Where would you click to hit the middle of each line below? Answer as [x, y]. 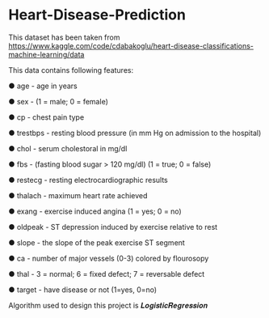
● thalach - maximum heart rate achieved [78, 195]
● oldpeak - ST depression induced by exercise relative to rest [113, 227]
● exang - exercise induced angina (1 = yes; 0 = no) [95, 211]
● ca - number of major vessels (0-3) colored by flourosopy [109, 258]
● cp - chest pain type [46, 117]
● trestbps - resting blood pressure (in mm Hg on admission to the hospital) [135, 133]
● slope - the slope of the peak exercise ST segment [97, 242]
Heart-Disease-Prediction [97, 15]
